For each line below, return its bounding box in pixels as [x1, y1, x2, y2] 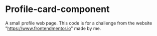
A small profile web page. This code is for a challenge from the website [5, 20, 152, 26]
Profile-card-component [5, 3, 110, 15]
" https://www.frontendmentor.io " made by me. [5, 25, 101, 31]
